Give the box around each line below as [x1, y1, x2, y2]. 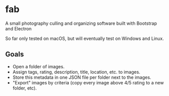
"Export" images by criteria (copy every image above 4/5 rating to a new [12, 79, 164, 85]
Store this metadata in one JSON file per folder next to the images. [12, 74, 152, 80]
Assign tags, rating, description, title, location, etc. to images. [12, 69, 141, 75]
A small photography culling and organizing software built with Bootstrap [5, 20, 157, 26]
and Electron [5, 25, 32, 31]
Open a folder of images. [12, 63, 65, 69]
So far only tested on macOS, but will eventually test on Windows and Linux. [5, 35, 164, 41]
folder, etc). [12, 85, 37, 91]
